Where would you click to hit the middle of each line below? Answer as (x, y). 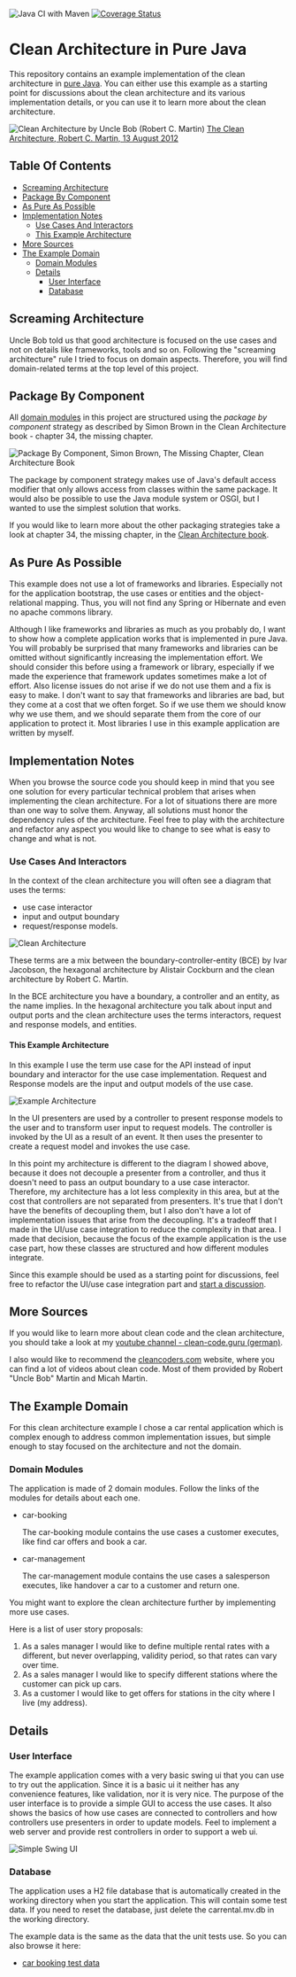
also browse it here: (45, 1946)
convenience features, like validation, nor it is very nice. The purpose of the (147, 1795)
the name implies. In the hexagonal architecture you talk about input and (140, 1006)
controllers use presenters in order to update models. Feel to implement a (143, 1822)
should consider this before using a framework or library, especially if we (142, 667)
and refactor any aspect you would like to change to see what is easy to (140, 829)
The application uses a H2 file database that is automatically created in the (145, 1891)
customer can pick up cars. (72, 1684)
